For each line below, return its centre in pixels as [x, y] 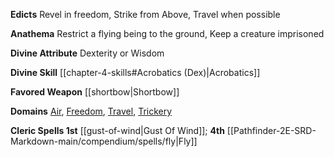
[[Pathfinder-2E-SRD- [271, 130]
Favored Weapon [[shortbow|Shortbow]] [95, 92]
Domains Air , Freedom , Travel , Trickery [91, 111]
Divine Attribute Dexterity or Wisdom [87, 53]
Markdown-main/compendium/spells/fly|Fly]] [104, 141]
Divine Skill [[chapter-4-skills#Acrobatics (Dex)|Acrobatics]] [135, 72]
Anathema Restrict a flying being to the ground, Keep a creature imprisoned [167, 33]
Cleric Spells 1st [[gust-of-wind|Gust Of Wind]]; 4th [117, 130]
